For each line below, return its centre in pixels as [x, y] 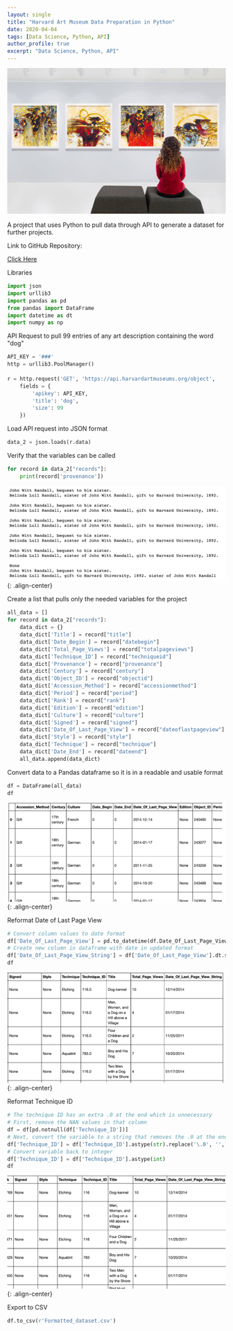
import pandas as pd [37, 301]
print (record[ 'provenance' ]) [62, 476]
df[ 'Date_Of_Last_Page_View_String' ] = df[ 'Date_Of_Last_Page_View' [108, 956]
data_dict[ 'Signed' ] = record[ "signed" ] [79, 722]
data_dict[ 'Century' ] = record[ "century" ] [82, 671]
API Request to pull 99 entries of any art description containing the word [110, 336]
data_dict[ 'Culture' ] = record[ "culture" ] [82, 715]
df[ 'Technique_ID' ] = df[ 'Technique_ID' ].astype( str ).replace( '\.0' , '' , [116, 1144]
